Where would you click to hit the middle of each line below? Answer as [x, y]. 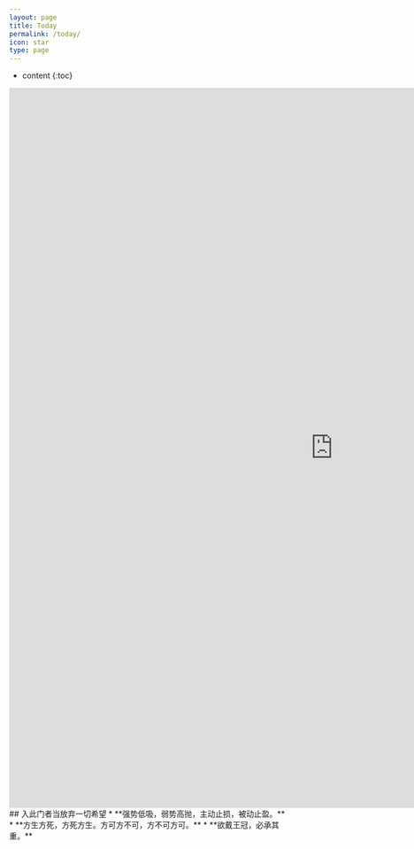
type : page [29, 51]
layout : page [33, 17]
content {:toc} [47, 75]
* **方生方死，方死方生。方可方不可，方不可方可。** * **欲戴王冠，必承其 [144, 825]
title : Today [33, 26]
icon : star [29, 42]
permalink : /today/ [45, 34]
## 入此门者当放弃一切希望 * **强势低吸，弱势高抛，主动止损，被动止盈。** [147, 814]
